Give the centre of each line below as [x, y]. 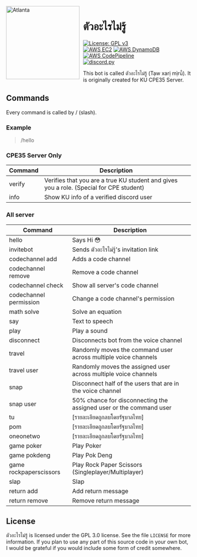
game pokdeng [30, 455]
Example [19, 127]
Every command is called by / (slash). [51, 112]
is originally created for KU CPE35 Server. [133, 80]
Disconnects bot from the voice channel [127, 340]
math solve [24, 312]
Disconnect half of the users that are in [126, 383]
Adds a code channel [101, 259]
